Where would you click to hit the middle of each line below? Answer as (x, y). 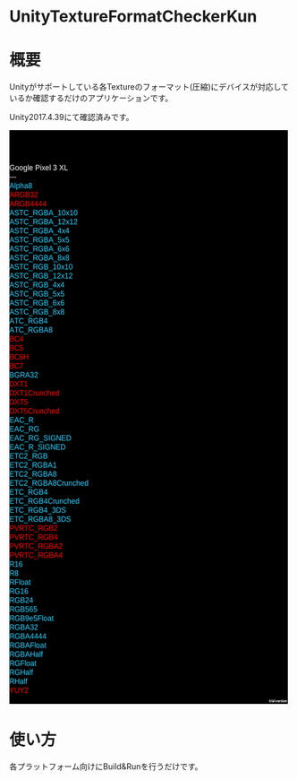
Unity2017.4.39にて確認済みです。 (72, 117)
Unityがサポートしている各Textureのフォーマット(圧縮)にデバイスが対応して (149, 87)
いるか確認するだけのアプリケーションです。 (91, 98)
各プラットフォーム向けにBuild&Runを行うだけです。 (106, 767)
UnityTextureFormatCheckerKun (133, 17)
